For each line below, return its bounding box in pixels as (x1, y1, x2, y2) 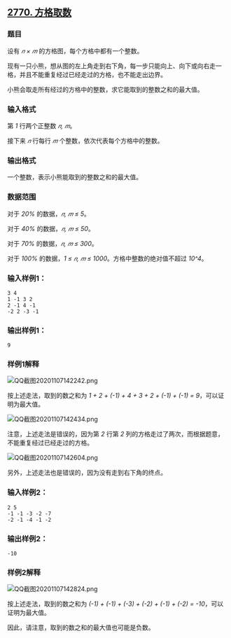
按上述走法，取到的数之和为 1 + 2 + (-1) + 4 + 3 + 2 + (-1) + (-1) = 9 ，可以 (7, 391, 218, 400)
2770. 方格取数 (7, 6, 72, 19)
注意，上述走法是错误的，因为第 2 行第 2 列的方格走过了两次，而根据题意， (7, 430, 224, 438)
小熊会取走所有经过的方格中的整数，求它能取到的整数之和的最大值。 (7, 85, 204, 93)
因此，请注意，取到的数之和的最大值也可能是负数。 (7, 623, 155, 632)
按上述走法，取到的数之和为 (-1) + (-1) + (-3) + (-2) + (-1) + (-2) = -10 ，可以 (7, 599, 224, 608)
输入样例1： (7, 273, 47, 283)
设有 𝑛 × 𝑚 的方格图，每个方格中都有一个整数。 (7, 46, 143, 55)
